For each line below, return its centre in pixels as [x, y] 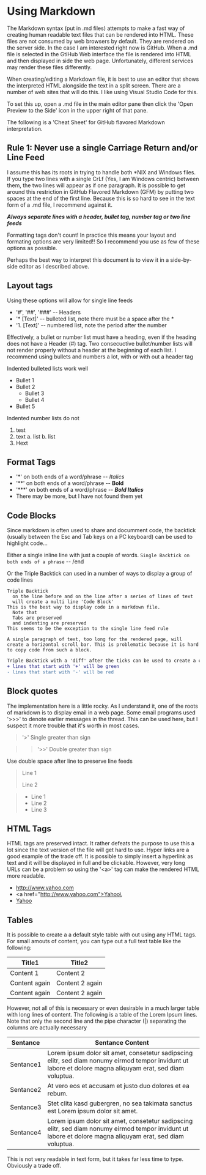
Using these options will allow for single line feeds [70, 300]
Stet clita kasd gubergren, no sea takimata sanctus [120, 1103]
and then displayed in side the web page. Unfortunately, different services [100, 61]
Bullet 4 [35, 399]
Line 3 [39, 809]
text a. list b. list [35, 436]
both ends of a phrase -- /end [46, 562]
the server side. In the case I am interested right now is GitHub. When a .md [102, 48]
